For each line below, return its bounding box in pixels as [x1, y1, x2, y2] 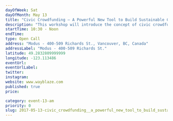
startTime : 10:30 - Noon [5, 27, 59, 32]
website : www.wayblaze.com [5, 79, 63, 84]
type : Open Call [5, 37, 40, 42]
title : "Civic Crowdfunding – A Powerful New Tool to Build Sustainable [5, 17, 165, 22]
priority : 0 [5, 103, 31, 108]
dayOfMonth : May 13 [5, 12, 47, 18]
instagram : [5, 75, 29, 80]
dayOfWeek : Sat [5, 7, 38, 13]
